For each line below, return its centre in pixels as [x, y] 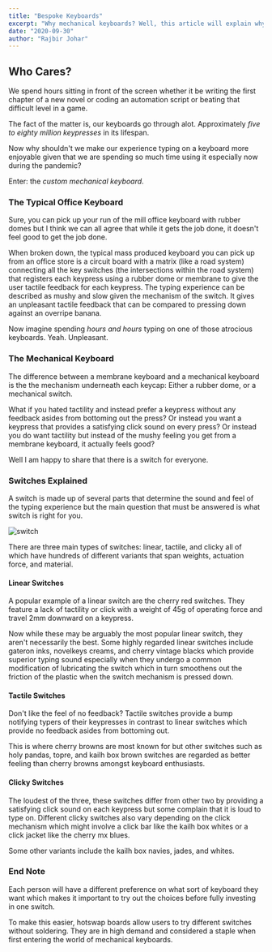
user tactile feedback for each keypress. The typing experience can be [127, 287]
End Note [27, 872]
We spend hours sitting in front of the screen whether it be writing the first [132, 91]
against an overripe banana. [55, 313]
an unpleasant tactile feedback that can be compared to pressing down [127, 304]
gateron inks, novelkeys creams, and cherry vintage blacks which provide [131, 651]
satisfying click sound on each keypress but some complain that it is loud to [135, 809]
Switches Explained [48, 480]
